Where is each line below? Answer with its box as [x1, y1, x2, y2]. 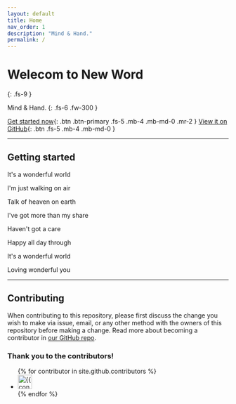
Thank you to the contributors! [7, 351, 114, 360]
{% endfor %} [17, 389, 58, 398]
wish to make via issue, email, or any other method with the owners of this [7, 318, 223, 327]
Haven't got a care [7, 224, 61, 233]
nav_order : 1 [7, 23, 46, 30]
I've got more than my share [7, 211, 89, 219]
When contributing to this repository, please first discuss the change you [7, 311, 218, 320]
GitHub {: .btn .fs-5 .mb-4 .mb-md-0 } [7, 124, 116, 133]
